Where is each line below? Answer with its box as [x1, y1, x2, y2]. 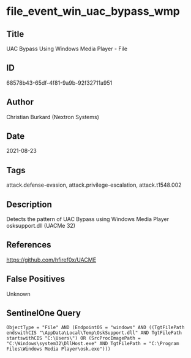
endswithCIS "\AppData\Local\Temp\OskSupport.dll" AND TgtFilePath [6, 330, 182, 336]
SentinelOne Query [6, 308, 81, 319]
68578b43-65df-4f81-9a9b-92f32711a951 [6, 79, 113, 87]
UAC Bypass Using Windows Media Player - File [6, 45, 127, 52]
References [6, 239, 51, 250]
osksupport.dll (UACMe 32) [6, 222, 75, 230]
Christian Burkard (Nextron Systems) [6, 113, 99, 120]
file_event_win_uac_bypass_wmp [6, 4, 181, 18]
